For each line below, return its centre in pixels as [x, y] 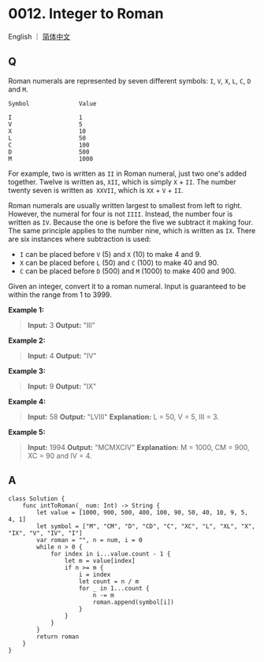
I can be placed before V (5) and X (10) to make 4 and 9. [110, 254]
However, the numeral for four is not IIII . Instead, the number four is [121, 214]
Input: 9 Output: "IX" [62, 386]
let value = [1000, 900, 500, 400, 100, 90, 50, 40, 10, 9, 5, [142, 512]
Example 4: [27, 401]
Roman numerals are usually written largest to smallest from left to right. [125, 205]
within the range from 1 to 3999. [60, 294]
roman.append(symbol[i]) [134, 602]
